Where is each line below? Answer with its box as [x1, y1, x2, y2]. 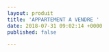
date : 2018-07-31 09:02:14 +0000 [7, 22, 103, 29]
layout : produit [7, 9, 53, 17]
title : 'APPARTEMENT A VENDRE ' [7, 16, 99, 23]
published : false [7, 28, 57, 36]
